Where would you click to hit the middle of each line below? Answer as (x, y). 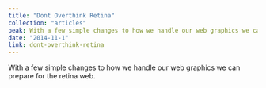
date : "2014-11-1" (38, 38)
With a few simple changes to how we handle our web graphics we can (124, 67)
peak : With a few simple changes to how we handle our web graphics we (129, 30)
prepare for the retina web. (52, 76)
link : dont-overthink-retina (56, 45)
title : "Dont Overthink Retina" (61, 15)
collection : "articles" (47, 23)
